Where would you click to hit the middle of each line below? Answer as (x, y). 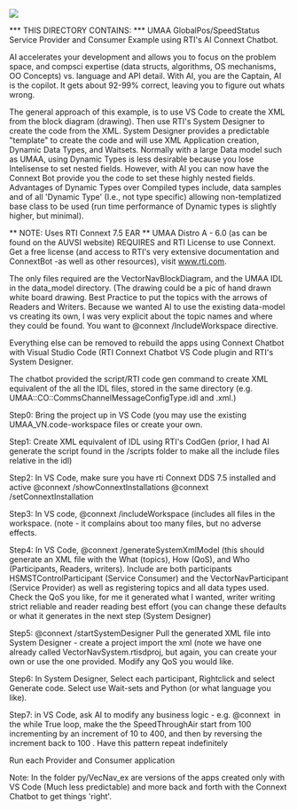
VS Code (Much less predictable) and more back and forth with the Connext (148, 787)
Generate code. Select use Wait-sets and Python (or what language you (141, 688)
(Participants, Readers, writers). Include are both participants (121, 569)
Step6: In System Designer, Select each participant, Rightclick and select (142, 679)
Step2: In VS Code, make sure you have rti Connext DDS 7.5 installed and (143, 478)
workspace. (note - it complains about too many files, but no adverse (135, 523)
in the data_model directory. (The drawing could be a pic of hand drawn (141, 288)
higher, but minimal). (47, 216)
